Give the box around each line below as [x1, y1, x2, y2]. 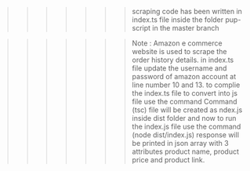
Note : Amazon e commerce [132, 38, 223, 48]
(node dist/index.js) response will [132, 130, 240, 140]
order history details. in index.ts [132, 55, 234, 64]
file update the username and [132, 64, 227, 73]
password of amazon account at [132, 72, 237, 81]
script [132, 24, 150, 32]
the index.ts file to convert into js [132, 89, 238, 97]
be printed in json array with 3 [132, 139, 229, 147]
